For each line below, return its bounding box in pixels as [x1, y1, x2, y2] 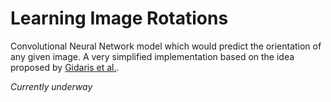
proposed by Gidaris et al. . [10, 61, 120, 73]
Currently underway [10, 80, 93, 92]
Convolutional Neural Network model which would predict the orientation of [10, 40, 322, 52]
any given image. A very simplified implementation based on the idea [10, 50, 295, 62]
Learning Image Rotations [10, 7, 229, 30]
